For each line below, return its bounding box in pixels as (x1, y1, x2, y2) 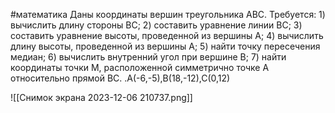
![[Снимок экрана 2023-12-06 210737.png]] (10, 92, 193, 103)
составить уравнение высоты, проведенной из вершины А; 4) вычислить (10, 30, 324, 41)
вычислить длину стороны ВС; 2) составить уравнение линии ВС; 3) (10, 19, 303, 31)
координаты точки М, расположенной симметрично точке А (10, 62, 270, 73)
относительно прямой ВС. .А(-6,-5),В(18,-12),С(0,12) (10, 72, 231, 84)
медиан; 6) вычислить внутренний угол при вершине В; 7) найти (10, 51, 287, 63)
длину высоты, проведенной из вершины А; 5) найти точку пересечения (10, 40, 321, 52)
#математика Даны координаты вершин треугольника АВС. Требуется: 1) (10, 9, 326, 20)
